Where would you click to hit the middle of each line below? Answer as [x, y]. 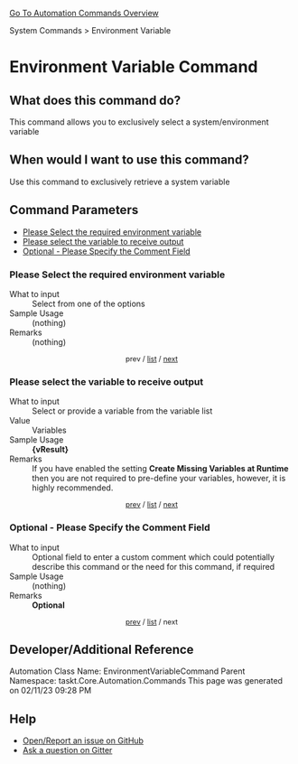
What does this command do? [95, 100]
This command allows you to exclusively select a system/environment [139, 122]
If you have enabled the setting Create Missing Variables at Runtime [160, 469]
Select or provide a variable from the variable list [122, 411]
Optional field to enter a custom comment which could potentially [154, 557]
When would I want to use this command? [130, 160]
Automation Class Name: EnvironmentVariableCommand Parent [127, 671]
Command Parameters [74, 210]
